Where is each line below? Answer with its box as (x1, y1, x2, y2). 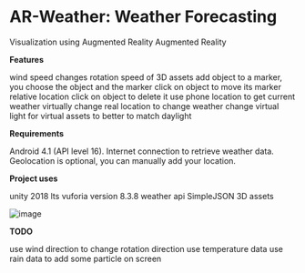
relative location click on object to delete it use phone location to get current (9, 91, 296, 102)
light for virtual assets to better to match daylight (9, 110, 192, 121)
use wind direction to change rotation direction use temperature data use (9, 243, 284, 254)
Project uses (9, 173, 58, 184)
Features (9, 54, 44, 65)
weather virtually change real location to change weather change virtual (9, 100, 280, 111)
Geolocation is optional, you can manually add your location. (9, 155, 237, 166)
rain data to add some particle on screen (9, 253, 162, 264)
